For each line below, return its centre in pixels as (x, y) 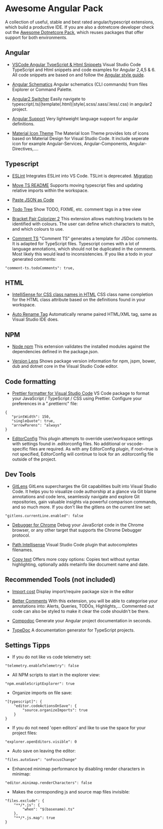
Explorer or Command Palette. (42, 89)
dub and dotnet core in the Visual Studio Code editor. (65, 366)
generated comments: (34, 259)
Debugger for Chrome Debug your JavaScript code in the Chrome (78, 525)
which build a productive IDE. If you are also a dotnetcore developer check (80, 27)
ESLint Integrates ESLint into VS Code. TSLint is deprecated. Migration (82, 176)
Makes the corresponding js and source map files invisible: (71, 792)
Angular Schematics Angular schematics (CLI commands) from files (80, 84)
